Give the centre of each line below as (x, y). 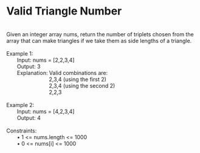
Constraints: (22, 131)
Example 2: (20, 105)
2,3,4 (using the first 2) (78, 79)
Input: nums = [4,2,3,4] (46, 111)
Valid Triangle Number (64, 11)
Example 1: (20, 53)
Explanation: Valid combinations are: (63, 73)
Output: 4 (29, 118)
